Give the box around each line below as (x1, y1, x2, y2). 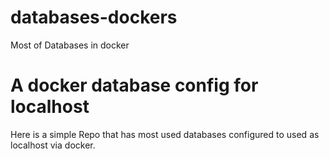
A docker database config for (10, 74, 259, 97)
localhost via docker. (10, 139, 96, 151)
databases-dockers (10, 6, 178, 29)
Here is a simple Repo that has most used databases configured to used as (10, 128, 320, 140)
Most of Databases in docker (10, 39, 130, 51)
